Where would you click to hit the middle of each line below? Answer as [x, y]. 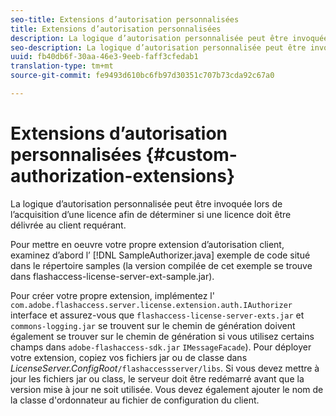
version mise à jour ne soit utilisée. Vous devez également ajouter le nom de [167, 389]
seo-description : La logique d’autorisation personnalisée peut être [158, 47]
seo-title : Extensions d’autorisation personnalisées [125, 19]
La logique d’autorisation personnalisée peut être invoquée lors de [146, 203]
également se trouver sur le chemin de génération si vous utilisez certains [162, 336]
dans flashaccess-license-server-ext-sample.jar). [112, 276]
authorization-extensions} [123, 176]
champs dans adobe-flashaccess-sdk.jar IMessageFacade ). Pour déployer [161, 347]
